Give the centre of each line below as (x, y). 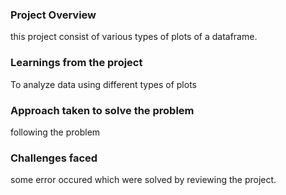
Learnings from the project (76, 63)
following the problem (55, 132)
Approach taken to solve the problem (102, 110)
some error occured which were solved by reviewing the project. (143, 180)
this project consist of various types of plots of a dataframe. (134, 37)
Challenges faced (54, 158)
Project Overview (53, 15)
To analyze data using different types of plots (103, 84)
